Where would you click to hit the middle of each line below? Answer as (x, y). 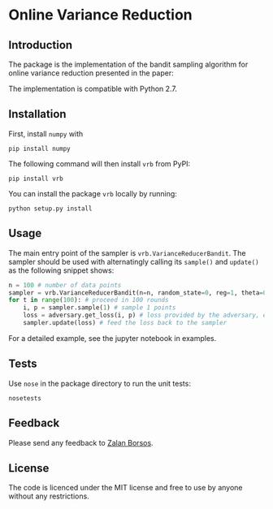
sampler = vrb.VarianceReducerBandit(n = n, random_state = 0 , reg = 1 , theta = (136, 293)
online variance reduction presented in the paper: (91, 73)
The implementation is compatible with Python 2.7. (93, 88)
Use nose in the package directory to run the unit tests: (100, 383)
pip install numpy (39, 149)
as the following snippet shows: (61, 270)
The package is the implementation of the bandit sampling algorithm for (128, 64)
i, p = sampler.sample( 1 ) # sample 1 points (100, 308)
